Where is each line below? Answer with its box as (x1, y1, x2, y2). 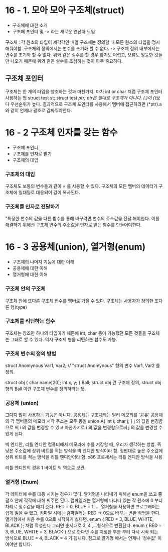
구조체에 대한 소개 (12, 22, 48, 28)
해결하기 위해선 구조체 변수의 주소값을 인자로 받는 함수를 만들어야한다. (5, 222, 142, 228)
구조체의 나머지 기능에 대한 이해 (12, 259, 74, 265)
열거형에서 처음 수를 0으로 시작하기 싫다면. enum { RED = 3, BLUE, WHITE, (5, 516, 154, 522)
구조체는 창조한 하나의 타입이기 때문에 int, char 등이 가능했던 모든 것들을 (5, 330, 146, 336)
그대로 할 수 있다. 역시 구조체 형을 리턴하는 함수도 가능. (10, 336, 117, 342)
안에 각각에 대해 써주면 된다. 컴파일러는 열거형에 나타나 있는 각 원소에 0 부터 (14, 497, 163, 503)
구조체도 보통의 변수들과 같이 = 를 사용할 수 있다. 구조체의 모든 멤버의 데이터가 (5, 183, 158, 189)
